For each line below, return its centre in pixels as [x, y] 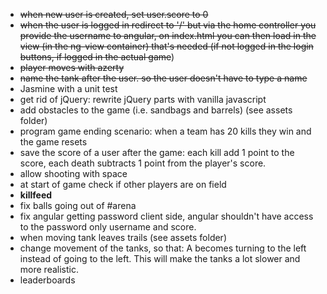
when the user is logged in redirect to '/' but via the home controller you [168, 25]
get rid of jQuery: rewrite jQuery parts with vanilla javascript [143, 99]
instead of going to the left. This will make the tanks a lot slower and [160, 258]
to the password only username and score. [108, 227]
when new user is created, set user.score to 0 [114, 14]
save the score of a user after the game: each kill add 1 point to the [157, 152]
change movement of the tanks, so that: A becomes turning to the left [163, 248]
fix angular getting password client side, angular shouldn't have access [166, 216]
